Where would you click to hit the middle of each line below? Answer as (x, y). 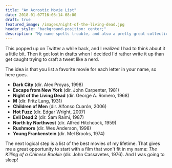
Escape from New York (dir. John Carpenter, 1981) (66, 90)
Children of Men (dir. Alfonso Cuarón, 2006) (60, 106)
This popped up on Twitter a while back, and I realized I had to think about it (85, 48)
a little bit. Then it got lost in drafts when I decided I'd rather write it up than (85, 54)
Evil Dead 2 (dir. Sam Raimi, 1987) (48, 117)
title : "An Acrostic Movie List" (41, 10)
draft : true (18, 19)
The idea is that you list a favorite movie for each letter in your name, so (81, 69)
